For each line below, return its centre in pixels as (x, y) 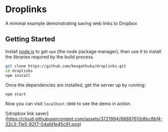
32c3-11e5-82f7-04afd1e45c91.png (43, 124)
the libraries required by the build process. (50, 57)
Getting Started (30, 39)
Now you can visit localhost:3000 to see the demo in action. (68, 104)
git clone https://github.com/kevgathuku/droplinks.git (66, 66)
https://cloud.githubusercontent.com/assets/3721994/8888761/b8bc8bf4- (85, 119)
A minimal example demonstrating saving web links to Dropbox (71, 23)
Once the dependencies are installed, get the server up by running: (76, 85)
